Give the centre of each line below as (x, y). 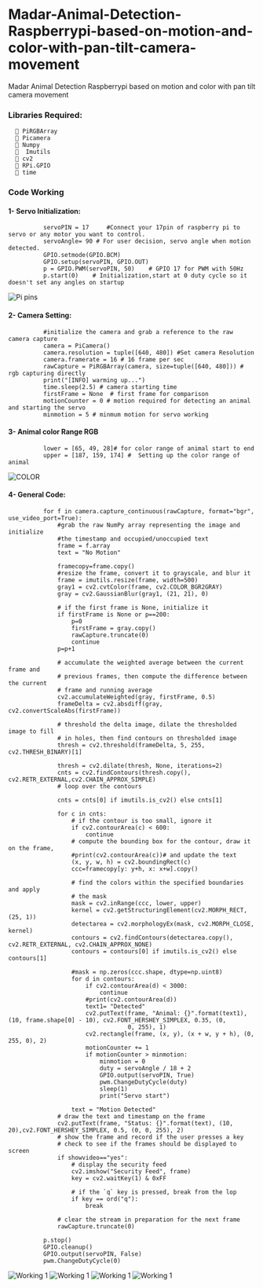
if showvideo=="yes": (93, 1158)
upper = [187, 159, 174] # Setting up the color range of (142, 455)
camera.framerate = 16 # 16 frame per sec (113, 359)
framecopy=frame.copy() (96, 566)
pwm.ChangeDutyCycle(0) (82, 1260)
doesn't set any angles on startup (66, 283)
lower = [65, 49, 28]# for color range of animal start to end (149, 448)
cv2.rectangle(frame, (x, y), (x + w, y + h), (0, (170, 1034)
